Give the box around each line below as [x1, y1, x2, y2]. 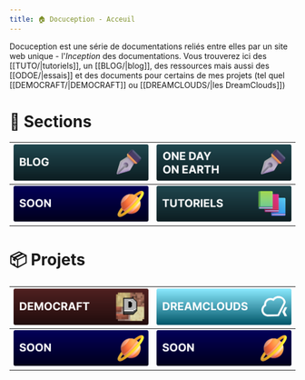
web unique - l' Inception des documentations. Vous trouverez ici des [9, 50, 268, 61]
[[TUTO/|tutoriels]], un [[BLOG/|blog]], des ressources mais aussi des [9, 60, 270, 71]
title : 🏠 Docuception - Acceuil [9, 15, 136, 24]
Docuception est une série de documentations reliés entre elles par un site [9, 41, 289, 52]
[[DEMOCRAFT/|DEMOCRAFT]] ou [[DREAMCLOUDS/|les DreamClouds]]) [9, 79, 286, 90]
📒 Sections [9, 111, 93, 132]
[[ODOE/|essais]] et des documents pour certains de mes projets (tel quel [9, 69, 285, 81]
